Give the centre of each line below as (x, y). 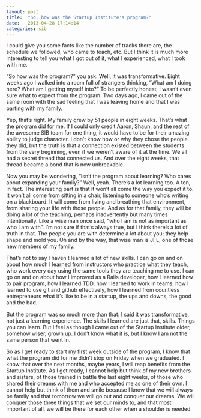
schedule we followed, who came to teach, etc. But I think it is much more (97, 52)
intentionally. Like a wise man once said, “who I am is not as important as (97, 221)
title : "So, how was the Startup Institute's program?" (79, 17)
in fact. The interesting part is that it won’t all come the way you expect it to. (100, 189)
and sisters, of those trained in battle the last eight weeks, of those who (95, 377)
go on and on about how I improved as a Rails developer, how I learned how (100, 277)
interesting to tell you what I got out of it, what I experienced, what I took (96, 58)
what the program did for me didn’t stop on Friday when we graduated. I (95, 358)
